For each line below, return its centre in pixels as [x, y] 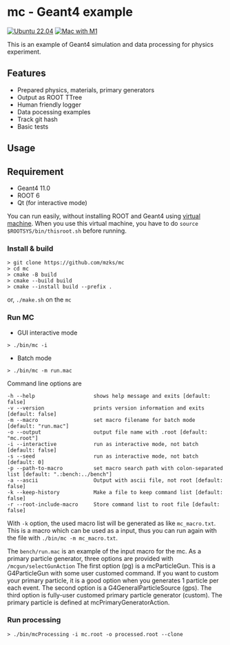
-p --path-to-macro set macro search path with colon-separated [115, 468]
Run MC [21, 317]
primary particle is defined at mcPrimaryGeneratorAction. [88, 602]
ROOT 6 [28, 195]
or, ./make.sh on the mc [40, 299]
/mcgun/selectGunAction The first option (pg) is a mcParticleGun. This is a [111, 566]
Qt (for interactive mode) [52, 202]
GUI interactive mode [47, 332]
